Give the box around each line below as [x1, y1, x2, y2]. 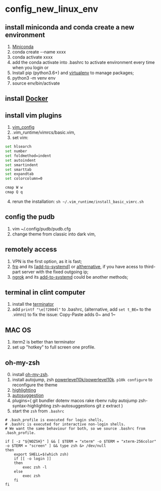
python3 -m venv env [12, 75, 56, 81]
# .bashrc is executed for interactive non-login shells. [5, 422, 126, 427]
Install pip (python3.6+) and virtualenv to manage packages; [12, 70, 134, 76]
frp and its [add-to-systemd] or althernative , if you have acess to [12, 263, 143, 269]
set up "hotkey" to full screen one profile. [12, 344, 95, 350]
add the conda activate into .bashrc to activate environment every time [12, 59, 155, 65]
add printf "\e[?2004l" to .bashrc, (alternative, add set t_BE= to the [12, 306, 152, 313]
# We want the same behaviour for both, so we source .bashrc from [5, 426, 146, 431]
